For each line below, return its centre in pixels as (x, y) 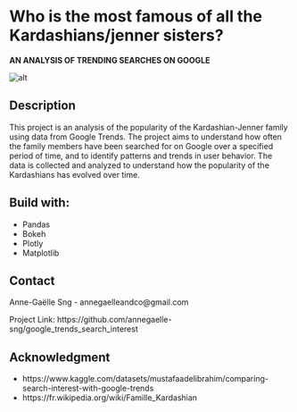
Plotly (33, 243)
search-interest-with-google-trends (88, 388)
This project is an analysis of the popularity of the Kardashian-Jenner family (148, 127)
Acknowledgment (60, 357)
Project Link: (32, 320)
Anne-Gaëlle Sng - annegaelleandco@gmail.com (99, 302)
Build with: (39, 203)
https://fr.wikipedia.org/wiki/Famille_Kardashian (110, 398)
